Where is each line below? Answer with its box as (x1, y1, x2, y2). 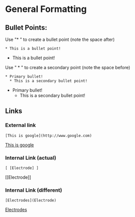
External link (5, 122, 36, 129)
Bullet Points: (5, 23, 47, 32)
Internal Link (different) (5, 187, 63, 194)
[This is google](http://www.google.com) (5, 133, 92, 138)
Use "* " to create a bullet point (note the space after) (5, 36, 115, 42)
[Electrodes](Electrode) (5, 198, 57, 203)
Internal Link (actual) (5, 154, 57, 161)
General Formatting (5, 3, 87, 15)
